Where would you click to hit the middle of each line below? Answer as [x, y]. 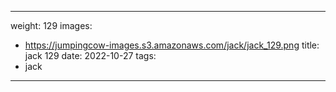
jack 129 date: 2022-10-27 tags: [90, 55]
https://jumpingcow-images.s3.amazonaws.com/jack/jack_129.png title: [172, 45]
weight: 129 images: [51, 25]
